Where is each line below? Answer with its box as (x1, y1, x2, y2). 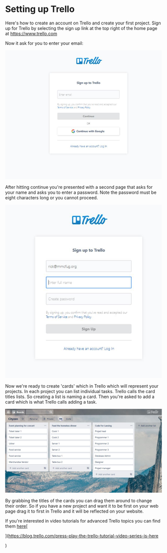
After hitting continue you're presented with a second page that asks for (5, 184, 153, 190)
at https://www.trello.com (5, 30, 57, 36)
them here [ (5, 523, 28, 529)
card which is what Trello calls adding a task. (5, 399, 97, 405)
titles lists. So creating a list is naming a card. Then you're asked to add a (5, 394, 155, 400)
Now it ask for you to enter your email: (5, 40, 83, 46)
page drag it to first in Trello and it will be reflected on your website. (5, 508, 144, 514)
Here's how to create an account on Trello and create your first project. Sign (5, 20, 161, 26)
